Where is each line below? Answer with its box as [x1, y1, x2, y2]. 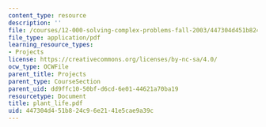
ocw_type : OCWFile [8, 63, 69, 71]
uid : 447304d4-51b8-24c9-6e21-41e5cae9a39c [8, 107, 154, 115]
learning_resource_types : [8, 41, 93, 49]
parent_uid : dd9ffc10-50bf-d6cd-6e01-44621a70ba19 [8, 84, 179, 93]
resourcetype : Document [8, 92, 87, 100]
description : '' [8, 19, 62, 27]
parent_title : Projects [8, 70, 87, 78]
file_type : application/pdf [8, 33, 101, 42]
